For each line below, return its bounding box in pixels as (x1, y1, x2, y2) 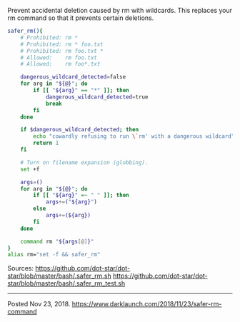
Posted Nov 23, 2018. (7, 300, 71, 308)
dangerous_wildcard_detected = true (45, 93, 149, 101)
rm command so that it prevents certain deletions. (7, 14, 154, 22)
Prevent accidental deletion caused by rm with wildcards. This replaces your (7, 6, 233, 14)
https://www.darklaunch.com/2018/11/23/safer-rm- (71, 300, 222, 308)
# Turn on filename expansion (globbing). (20, 159, 149, 166)
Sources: (7, 264, 34, 273)
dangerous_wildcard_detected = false (20, 74, 126, 81)
